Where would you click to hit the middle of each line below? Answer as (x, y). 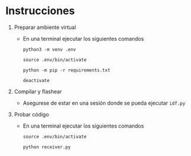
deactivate (36, 80)
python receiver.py (47, 147)
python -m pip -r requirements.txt (66, 70)
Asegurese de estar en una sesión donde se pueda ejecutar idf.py (104, 103)
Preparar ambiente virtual (45, 27)
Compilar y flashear (38, 91)
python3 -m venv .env (49, 49)
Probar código (32, 114)
